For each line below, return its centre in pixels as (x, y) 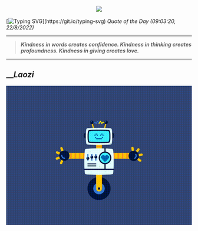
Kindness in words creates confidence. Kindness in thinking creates (106, 44)
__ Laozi (20, 75)
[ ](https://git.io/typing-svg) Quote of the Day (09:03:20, (91, 21)
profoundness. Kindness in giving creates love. (80, 51)
